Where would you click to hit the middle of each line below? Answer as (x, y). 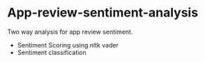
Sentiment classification (52, 52)
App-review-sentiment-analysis (103, 13)
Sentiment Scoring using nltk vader (68, 45)
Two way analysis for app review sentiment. (70, 32)
